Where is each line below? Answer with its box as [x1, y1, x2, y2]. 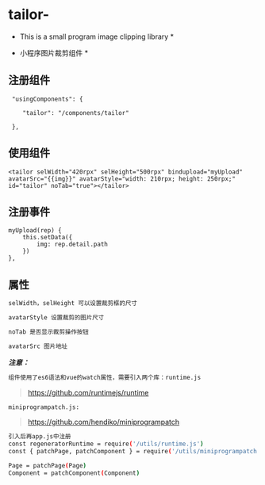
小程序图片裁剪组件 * [19, 48, 89, 57]
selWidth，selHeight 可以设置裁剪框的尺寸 [8, 300, 137, 307]
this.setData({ [22, 234, 73, 242]
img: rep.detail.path [36, 240, 109, 249]
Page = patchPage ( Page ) [8, 462, 87, 470]
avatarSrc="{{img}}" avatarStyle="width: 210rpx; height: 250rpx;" [8, 174, 236, 183]
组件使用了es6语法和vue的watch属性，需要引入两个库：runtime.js [8, 373, 202, 381]
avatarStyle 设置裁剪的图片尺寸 [8, 314, 105, 322]
